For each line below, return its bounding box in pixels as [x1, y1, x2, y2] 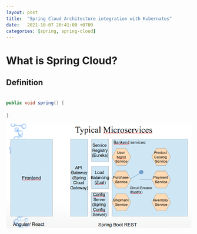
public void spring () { [6, 100, 65, 106]
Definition [6, 77, 43, 88]
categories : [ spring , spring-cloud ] [6, 28, 96, 34]
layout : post [6, 9, 38, 15]
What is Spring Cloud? [6, 54, 118, 68]
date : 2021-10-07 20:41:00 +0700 [6, 22, 94, 28]
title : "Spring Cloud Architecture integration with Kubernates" [6, 15, 172, 22]
